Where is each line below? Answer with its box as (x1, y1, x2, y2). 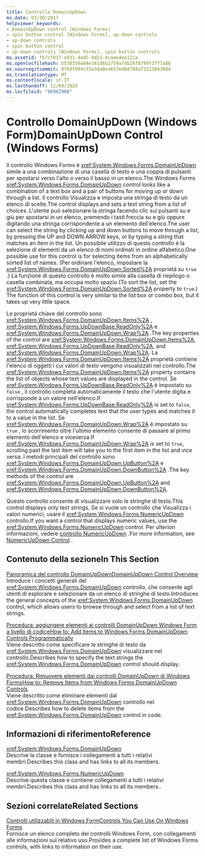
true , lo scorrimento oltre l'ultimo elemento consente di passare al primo (6, 427, 191, 434)
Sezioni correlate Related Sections (6, 800, 139, 811)
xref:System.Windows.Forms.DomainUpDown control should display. (6, 660, 181, 667)
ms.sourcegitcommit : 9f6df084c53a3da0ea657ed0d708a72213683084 (6, 66, 171, 72)
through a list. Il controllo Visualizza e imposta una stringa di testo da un (6, 193, 188, 201)
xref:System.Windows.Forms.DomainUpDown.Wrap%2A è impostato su (6, 420, 188, 427)
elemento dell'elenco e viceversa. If (6, 433, 95, 441)
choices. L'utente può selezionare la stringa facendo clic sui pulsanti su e (6, 206, 191, 214)
